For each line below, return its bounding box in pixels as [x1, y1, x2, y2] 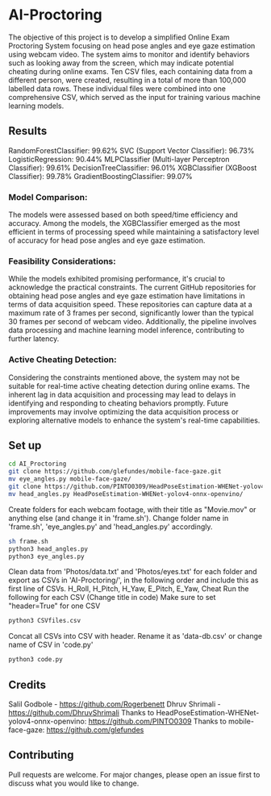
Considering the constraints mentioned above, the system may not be [8, 373, 240, 382]
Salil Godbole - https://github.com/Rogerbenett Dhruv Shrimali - [8, 699, 221, 709]
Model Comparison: [8, 191, 88, 202]
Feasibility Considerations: [8, 256, 116, 267]
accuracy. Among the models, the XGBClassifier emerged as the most [8, 219, 240, 228]
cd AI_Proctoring [8, 460, 67, 469]
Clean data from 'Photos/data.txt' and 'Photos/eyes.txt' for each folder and [8, 567, 257, 577]
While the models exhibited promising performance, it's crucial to [8, 274, 226, 284]
